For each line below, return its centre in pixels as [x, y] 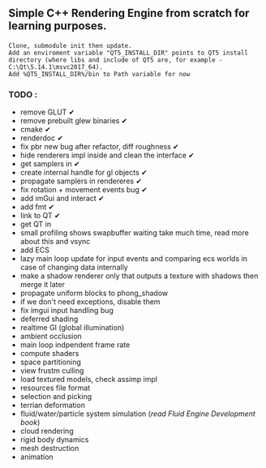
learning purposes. [58, 26]
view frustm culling [52, 371]
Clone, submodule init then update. [70, 45]
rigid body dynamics [54, 440]
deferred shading [49, 319]
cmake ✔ [35, 130]
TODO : [23, 94]
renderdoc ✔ [41, 138]
